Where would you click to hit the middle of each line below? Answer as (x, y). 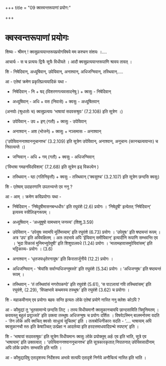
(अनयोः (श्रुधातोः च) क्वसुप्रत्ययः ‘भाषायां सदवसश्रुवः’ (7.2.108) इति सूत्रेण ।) (64, 111)
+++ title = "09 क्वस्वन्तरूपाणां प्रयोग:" (38, 8)
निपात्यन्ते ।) (15, 147)
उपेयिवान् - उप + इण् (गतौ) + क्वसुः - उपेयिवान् (49, 121)
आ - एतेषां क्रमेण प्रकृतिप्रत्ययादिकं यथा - (36, 82)
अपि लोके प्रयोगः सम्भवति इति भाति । (33, 348)
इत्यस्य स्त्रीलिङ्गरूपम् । (31, 212)
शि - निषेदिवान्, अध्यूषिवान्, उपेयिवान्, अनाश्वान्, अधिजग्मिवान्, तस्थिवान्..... (64, 72)
